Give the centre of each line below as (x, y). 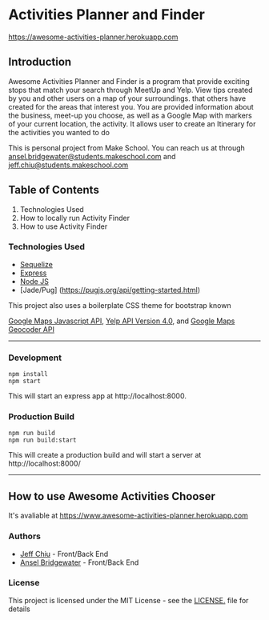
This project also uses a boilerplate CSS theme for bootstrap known (120, 305)
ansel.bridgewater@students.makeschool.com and (92, 156)
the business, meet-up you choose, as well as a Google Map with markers (130, 115)
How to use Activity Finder (64, 226)
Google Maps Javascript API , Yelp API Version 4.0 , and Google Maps (122, 321)
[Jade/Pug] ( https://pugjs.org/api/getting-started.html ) (110, 290)
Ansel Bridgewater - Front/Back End (79, 562)
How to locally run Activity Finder (75, 218)
